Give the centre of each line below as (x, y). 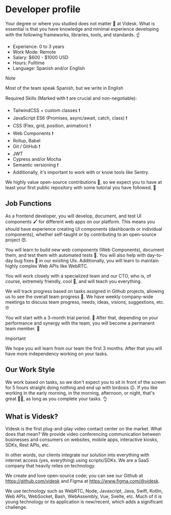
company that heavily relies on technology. (51, 466)
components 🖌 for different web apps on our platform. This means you (80, 222)
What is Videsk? (32, 416)
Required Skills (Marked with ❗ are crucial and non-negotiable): (71, 98)
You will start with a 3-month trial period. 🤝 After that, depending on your (82, 317)
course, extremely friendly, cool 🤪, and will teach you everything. (74, 281)
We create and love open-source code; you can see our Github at (74, 476)
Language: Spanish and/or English (49, 68)
